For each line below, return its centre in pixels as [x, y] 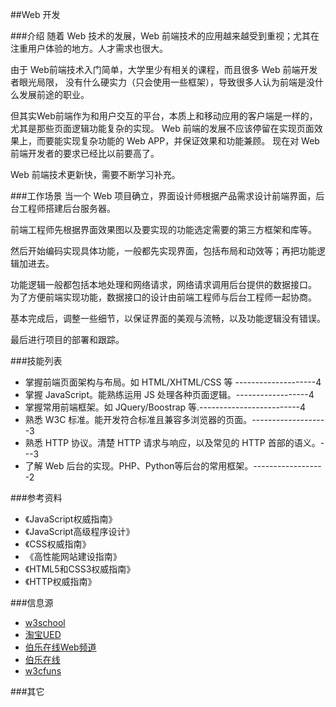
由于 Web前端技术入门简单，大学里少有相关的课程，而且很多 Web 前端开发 [164, 69]
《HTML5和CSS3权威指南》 [80, 569]
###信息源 [32, 602]
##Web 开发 [35, 14]
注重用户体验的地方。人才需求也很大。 [89, 48]
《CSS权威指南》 [58, 544]
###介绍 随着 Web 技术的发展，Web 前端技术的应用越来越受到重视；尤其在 [165, 36]
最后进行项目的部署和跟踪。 [67, 339]
